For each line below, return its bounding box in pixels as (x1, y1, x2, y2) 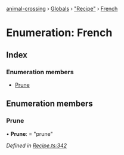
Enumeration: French (6, 26, 113, 39)
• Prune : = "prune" (6, 130, 53, 137)
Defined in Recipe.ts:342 (6, 142, 67, 149)
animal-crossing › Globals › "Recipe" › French (6, 5, 118, 12)
